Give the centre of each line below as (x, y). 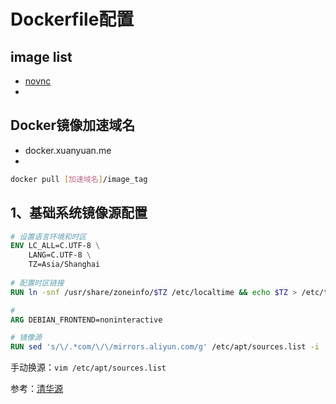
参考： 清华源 (36, 389)
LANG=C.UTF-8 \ (60, 255)
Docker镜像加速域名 (73, 125)
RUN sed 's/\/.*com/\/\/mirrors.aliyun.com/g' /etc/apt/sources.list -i (165, 347)
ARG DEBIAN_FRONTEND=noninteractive (86, 320)
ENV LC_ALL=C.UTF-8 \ (55, 246)
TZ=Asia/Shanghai (64, 265)
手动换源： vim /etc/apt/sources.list (88, 367)
